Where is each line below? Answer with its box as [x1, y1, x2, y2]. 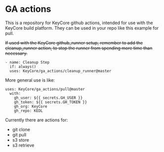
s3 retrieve [12, 142, 35, 148]
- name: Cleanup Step [5, 60, 50, 65]
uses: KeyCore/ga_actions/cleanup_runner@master [9, 68, 112, 74]
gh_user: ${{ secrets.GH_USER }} [14, 95, 83, 100]
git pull [12, 132, 26, 138]
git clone [12, 126, 31, 132]
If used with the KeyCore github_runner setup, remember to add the [5, 39, 143, 45]
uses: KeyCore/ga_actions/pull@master [5, 86, 85, 92]
